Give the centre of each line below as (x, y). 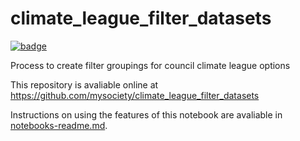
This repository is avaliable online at (84, 84)
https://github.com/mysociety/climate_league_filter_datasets (135, 95)
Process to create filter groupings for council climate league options (150, 65)
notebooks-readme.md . (59, 125)
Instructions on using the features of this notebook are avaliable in (146, 114)
